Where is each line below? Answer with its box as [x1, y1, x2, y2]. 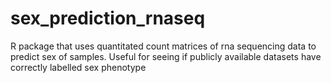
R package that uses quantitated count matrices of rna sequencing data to [10, 40, 317, 52]
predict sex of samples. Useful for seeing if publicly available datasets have [10, 50, 322, 62]
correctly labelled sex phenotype [10, 61, 147, 73]
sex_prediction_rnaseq [10, 7, 206, 30]
